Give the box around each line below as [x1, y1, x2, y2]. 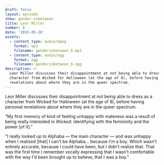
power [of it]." [5, 123, 33, 130]
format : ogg [14, 57, 38, 62]
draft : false [5, 7, 32, 12]
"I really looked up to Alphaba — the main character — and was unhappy [5, 133, 151, 139]
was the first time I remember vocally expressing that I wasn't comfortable [5, 149, 155, 155]
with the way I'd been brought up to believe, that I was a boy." [5, 154, 129, 160]
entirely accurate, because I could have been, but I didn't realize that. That [5, 143, 155, 149]
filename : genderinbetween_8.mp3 [14, 48, 82, 53]
